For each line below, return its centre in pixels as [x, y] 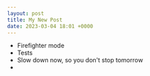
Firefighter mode [41, 46]
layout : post [26, 13]
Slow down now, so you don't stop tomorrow [80, 60]
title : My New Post [35, 20]
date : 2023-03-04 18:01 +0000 [50, 26]
